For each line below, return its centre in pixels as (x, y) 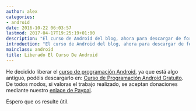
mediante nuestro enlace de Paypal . (49, 90)
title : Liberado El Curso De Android (52, 55)
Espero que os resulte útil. (37, 101)
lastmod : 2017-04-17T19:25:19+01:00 (50, 33)
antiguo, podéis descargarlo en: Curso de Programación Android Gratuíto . (95, 78)
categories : (20, 17)
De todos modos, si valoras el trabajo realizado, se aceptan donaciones (92, 84)
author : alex (22, 11)
